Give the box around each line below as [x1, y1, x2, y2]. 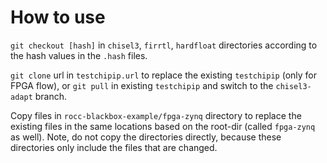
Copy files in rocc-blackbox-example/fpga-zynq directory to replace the [10, 109, 302, 121]
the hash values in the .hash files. [10, 49, 148, 61]
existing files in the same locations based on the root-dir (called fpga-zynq [10, 120, 316, 132]
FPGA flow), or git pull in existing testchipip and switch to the [10, 79, 274, 91]
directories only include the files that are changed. [10, 141, 218, 153]
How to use [10, 6, 106, 29]
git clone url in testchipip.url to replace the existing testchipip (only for [10, 69, 318, 81]
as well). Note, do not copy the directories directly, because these [10, 131, 282, 143]
